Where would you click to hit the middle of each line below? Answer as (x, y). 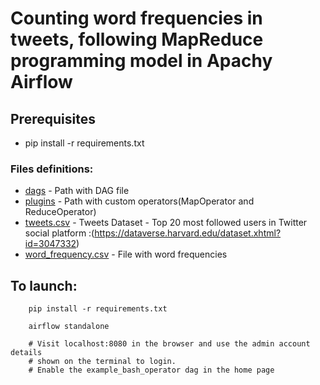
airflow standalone (69, 327)
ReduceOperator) (60, 212)
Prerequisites (53, 118)
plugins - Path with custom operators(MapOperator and (139, 201)
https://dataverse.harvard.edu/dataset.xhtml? (188, 233)
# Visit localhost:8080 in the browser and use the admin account (169, 344)
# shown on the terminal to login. (102, 362)
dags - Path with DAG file (77, 191)
